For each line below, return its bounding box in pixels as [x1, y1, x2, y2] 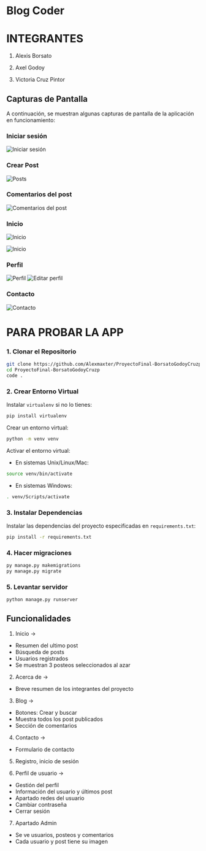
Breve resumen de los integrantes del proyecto [15, 685, 134, 692]
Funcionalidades [6, 614, 72, 624]
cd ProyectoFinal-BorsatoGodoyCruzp [6, 367, 100, 373]
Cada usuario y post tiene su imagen [15, 838, 109, 845]
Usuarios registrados [15, 655, 69, 662]
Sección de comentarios [15, 722, 77, 729]
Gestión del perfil [15, 781, 59, 788]
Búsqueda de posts [15, 648, 64, 655]
